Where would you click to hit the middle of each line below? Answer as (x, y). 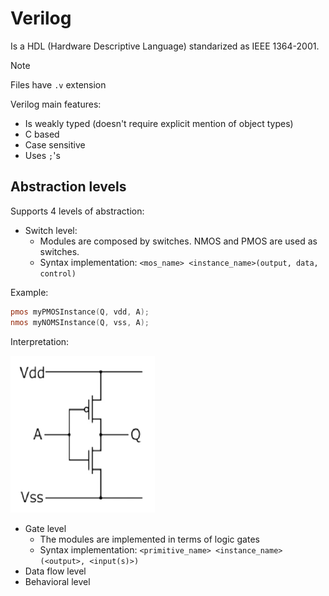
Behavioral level (57, 581)
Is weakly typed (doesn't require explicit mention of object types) (159, 123)
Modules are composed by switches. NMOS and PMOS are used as (178, 241)
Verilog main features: (56, 104)
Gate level (45, 528)
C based (42, 134)
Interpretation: (40, 341)
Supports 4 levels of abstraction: (77, 211)
